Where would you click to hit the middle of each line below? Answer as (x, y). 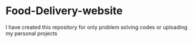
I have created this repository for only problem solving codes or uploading (96, 27)
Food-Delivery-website (64, 11)
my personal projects (32, 33)
